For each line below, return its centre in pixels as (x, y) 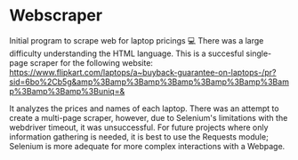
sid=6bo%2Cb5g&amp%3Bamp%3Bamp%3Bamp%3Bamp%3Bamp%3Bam (149, 82)
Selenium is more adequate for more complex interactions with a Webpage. (147, 146)
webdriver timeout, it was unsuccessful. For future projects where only (139, 127)
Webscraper (56, 16)
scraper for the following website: (92, 62)
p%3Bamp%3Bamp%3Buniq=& (67, 91)
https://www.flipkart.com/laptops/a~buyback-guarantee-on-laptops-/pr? (143, 72)
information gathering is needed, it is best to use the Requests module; (139, 136)
